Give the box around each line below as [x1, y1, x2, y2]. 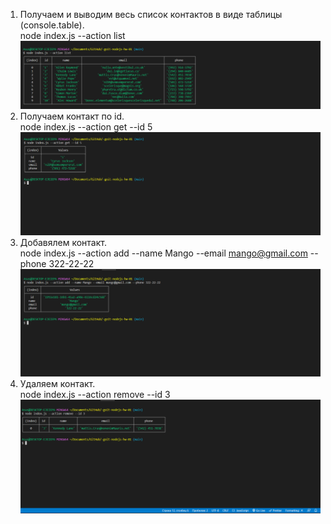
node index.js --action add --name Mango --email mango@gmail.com [19, 247, 308, 259]
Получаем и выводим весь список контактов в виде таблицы [19, 9, 283, 20]
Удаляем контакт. [19, 377, 96, 389]
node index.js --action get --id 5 [19, 120, 153, 133]
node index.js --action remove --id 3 [19, 388, 171, 400]
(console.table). [19, 19, 85, 31]
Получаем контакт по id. [19, 110, 125, 122]
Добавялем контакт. [19, 237, 107, 249]
